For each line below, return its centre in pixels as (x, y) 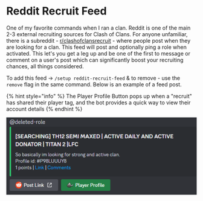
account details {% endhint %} (44, 109)
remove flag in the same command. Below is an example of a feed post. (94, 84)
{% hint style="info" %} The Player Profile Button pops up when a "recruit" (99, 96)
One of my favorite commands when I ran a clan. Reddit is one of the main (98, 28)
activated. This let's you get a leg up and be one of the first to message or (98, 53)
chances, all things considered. (45, 66)
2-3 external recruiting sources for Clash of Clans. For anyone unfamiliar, (97, 34)
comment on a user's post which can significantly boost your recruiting (95, 60)
